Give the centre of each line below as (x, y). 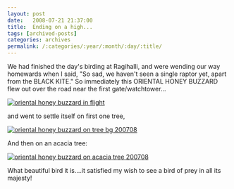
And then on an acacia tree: (48, 143)
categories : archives (39, 40)
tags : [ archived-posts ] (42, 33)
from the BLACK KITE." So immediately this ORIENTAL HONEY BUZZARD (113, 81)
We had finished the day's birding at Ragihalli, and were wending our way (114, 66)
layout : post (26, 14)
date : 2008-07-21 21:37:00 (50, 20)
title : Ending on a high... (50, 27)
